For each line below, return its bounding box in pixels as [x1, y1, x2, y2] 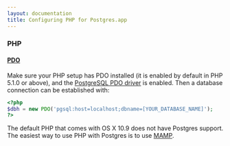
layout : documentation [7, 10, 72, 17]
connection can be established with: [7, 86, 110, 94]
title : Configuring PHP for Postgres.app [7, 16, 128, 23]
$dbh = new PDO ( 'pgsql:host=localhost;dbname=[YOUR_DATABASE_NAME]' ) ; [7, 106, 214, 112]
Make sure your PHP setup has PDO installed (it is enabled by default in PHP [7, 71, 223, 80]
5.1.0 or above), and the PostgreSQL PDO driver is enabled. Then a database [7, 78, 223, 86]
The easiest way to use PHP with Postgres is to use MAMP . [7, 132, 174, 140]
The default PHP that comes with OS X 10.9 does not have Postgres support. [7, 124, 224, 132]
